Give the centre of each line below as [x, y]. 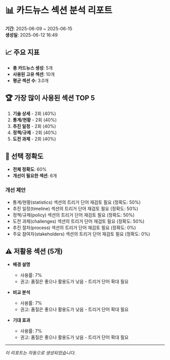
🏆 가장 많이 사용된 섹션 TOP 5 [50, 98]
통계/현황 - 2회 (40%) [35, 120]
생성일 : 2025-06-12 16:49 [32, 35]
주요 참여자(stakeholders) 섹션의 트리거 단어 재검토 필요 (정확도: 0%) [81, 234]
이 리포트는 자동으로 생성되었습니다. [40, 353]
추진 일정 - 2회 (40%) [34, 126]
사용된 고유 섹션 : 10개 [33, 74]
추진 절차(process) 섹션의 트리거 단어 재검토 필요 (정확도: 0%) [74, 227]
